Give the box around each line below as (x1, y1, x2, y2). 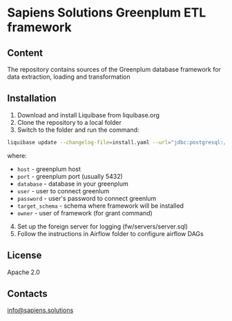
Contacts (7, 288, 48, 300)
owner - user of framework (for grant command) (17, 208, 153, 217)
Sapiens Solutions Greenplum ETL (7, 5, 206, 21)
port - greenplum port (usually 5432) (17, 172, 123, 180)
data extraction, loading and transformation (7, 72, 130, 81)
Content (7, 47, 43, 59)
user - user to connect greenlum (17, 186, 110, 195)
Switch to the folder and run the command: (17, 126, 139, 134)
